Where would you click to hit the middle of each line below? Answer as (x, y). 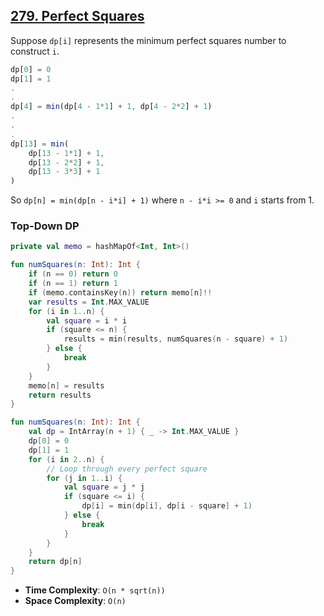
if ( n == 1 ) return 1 (73, 284)
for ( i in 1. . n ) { (66, 311)
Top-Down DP (45, 226)
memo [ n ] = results (66, 385)
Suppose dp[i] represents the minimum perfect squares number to (148, 40)
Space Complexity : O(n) (75, 601)
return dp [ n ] (55, 562)
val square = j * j (104, 487)
